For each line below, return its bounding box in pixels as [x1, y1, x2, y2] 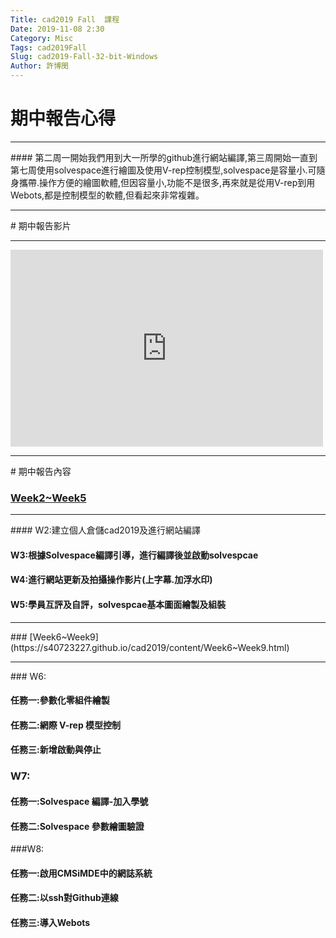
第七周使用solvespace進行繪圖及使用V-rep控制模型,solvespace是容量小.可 [10, 164, 317, 176]
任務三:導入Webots [10, 916, 91, 928]
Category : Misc [10, 33, 74, 43]
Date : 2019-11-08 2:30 [10, 24, 105, 34]
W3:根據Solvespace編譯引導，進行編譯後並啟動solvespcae [10, 549, 259, 561]
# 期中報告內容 [10, 465, 72, 477]
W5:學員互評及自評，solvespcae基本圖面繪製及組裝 [10, 599, 227, 611]
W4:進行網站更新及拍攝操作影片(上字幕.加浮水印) [10, 574, 213, 586]
